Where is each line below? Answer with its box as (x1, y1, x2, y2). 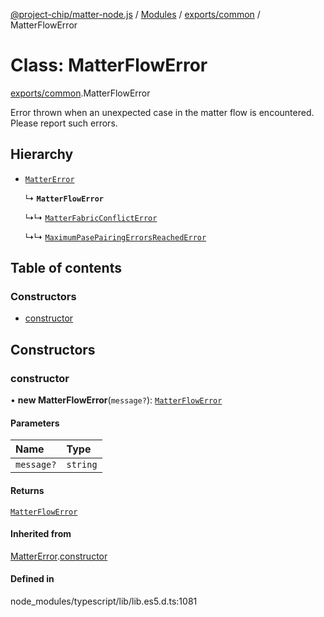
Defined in (10, 573, 55, 585)
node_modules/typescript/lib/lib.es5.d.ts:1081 (10, 595, 198, 607)
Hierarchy (10, 146, 74, 163)
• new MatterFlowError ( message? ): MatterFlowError (10, 394, 223, 406)
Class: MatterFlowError (10, 54, 208, 77)
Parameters (10, 417, 60, 429)
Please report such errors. (10, 117, 118, 129)
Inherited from (10, 528, 72, 540)
